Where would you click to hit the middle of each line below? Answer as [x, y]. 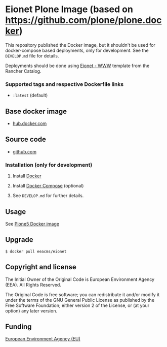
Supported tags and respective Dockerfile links [65, 84]
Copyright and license [41, 267]
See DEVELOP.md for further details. [48, 196]
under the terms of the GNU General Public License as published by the [80, 300]
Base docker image [36, 111]
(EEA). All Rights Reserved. [33, 285]
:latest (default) [30, 96]
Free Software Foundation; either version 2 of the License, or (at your [77, 305]
